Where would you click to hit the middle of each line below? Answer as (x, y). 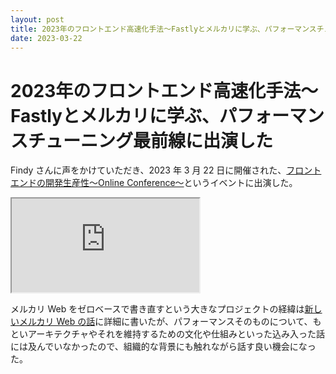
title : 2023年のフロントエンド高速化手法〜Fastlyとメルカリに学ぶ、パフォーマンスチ (167, 29)
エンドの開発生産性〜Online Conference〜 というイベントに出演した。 (154, 183)
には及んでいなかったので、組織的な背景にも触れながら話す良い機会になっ (163, 347)
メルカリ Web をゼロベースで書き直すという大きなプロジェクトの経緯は (157, 309)
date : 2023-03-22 (46, 38)
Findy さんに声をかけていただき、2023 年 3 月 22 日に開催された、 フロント (166, 170)
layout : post (37, 19)
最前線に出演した (203, 140)
